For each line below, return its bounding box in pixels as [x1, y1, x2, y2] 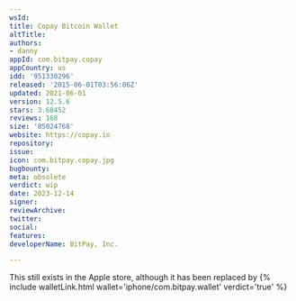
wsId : [9, 13, 30, 23]
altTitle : [9, 30, 47, 39]
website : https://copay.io [9, 131, 111, 140]
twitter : [9, 214, 42, 223]
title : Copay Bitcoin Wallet [9, 22, 119, 31]
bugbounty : [9, 164, 50, 173]
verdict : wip [9, 181, 58, 190]
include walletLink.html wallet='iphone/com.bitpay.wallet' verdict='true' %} [9, 281, 288, 293]
